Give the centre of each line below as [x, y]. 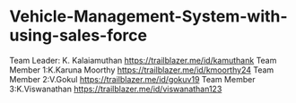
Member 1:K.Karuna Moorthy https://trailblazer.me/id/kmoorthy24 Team [142, 70]
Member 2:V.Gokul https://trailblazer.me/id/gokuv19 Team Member [132, 79]
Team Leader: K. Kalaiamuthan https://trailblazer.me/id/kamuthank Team [143, 60]
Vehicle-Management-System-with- [149, 17]
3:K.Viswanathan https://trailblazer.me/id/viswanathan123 [116, 89]
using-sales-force [78, 35]
